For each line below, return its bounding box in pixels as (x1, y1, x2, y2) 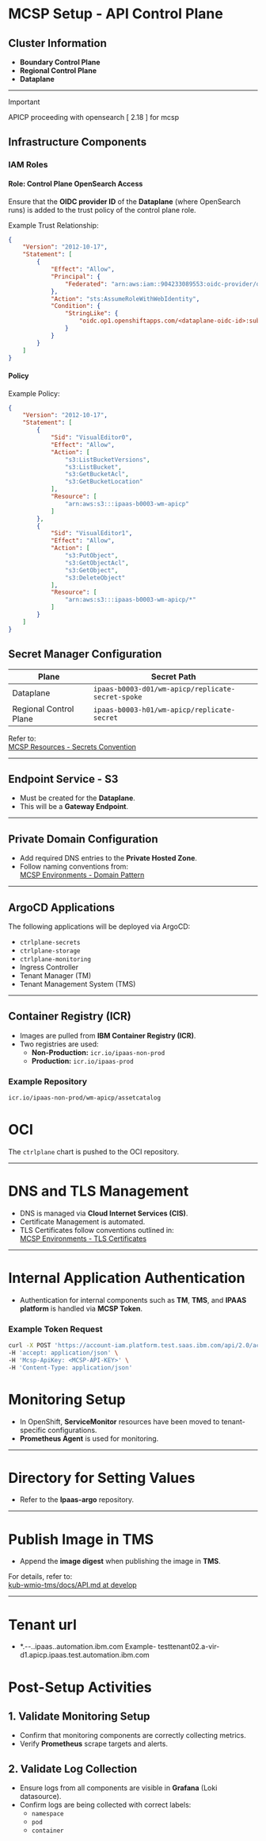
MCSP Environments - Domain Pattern (19, 870, 145, 880)
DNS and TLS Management (8, 1182, 189, 1200)
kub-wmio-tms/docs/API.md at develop (8, 1581, 137, 1590)
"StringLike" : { (64, 310, 119, 318)
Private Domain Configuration (8, 832, 158, 845)
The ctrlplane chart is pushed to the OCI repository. (8, 1146, 180, 1156)
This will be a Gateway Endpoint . (19, 802, 129, 811)
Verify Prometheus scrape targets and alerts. (19, 1739, 169, 1749)
